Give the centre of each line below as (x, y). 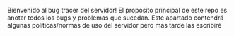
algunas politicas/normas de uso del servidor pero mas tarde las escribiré (115, 25)
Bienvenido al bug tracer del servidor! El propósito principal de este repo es (117, 10)
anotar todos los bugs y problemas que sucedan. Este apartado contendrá (116, 18)
